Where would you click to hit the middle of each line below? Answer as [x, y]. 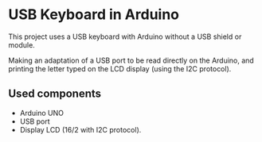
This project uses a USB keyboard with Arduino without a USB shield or [125, 36]
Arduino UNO [42, 113]
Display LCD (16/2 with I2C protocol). [80, 129]
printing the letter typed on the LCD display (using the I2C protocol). [120, 68]
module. [22, 44]
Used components [55, 94]
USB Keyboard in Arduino [94, 15]
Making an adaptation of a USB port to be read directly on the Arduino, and [131, 60]
